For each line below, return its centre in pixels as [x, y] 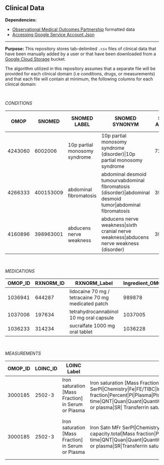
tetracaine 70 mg [89, 297]
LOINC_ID [46, 368]
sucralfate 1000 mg [92, 325]
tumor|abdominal [121, 205]
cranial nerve [116, 231]
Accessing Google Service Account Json [53, 34]
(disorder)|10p [118, 154]
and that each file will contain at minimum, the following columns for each [79, 79]
